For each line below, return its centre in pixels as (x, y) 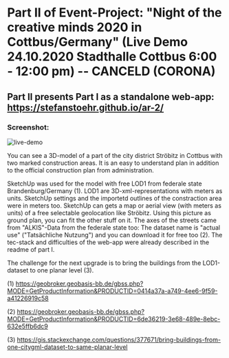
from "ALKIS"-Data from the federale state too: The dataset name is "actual (114, 227)
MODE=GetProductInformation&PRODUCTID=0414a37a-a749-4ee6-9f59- (112, 290)
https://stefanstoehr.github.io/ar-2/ (86, 107)
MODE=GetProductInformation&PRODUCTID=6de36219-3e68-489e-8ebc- (114, 319)
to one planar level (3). (62, 270)
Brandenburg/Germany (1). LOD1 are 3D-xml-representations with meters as (115, 190)
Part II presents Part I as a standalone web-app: (111, 97)
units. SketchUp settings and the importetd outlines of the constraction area (115, 198)
